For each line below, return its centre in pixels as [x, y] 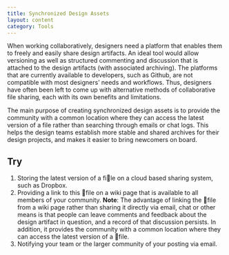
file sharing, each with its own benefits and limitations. [84, 97]
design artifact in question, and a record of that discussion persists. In [117, 222]
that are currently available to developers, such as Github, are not [100, 75]
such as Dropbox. [42, 185]
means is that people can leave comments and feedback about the [112, 215]
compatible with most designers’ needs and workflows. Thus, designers [109, 83]
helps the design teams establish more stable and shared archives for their [113, 132]
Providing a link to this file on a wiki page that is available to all [108, 193]
